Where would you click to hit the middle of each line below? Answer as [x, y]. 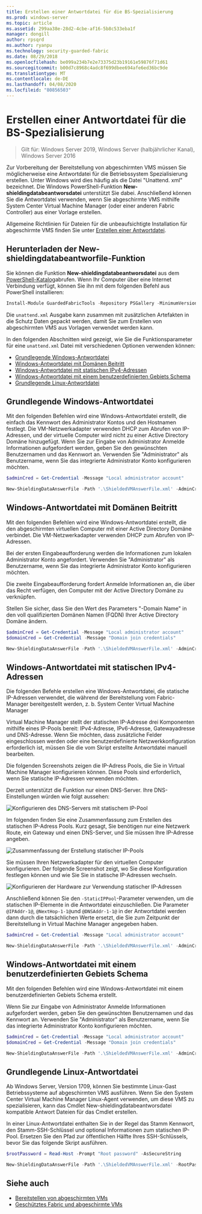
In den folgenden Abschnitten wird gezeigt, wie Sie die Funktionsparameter [99, 339]
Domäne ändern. [27, 621]
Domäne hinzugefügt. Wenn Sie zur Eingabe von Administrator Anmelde [96, 442]
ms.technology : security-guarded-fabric [58, 51]
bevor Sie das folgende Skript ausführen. [57, 1143]
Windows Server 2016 [48, 156]
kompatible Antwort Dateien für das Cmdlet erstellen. [72, 1112]
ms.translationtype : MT [36, 73]
